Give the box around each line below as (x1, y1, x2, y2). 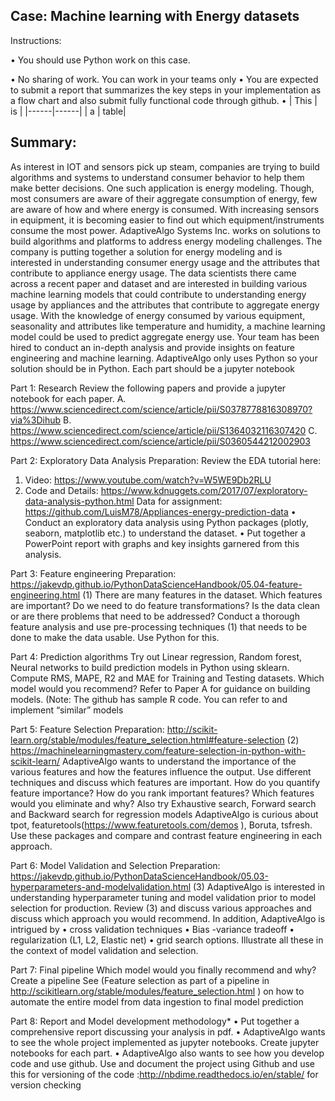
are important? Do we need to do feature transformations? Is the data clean (10, 599, 321, 611)
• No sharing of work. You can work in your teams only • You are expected (10, 73, 319, 85)
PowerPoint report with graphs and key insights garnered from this (24, 537, 300, 549)
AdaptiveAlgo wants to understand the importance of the (61, 755, 297, 767)
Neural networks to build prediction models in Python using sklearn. (10, 661, 290, 673)
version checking (10, 1079, 82, 1091)
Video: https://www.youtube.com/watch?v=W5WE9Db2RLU (24, 474, 272, 486)
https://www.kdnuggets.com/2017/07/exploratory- (100, 484, 308, 496)
